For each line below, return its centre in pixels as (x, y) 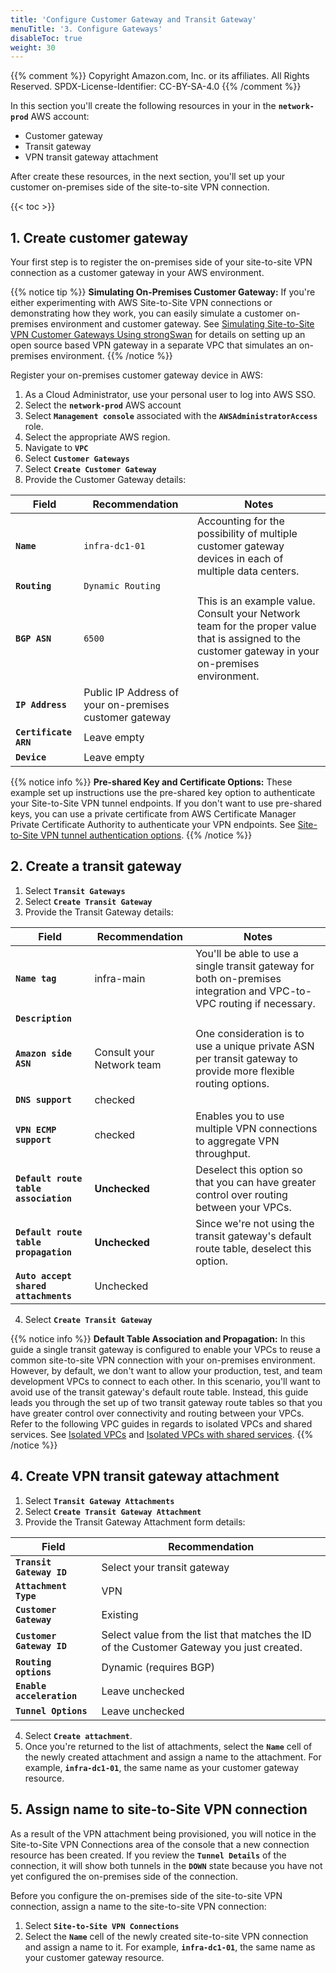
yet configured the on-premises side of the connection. (124, 1876)
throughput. (223, 1153)
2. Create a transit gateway (96, 866)
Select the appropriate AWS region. (97, 437)
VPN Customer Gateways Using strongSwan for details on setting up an (158, 335)
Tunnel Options (51, 1710)
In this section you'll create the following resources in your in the (143, 106)
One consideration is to (250, 1033)
